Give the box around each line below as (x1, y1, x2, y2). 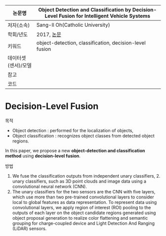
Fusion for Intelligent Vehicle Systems (58, 12, 151, 19)
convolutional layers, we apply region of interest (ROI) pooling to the (12, 204, 151, 210)
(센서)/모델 (7, 62, 32, 69)
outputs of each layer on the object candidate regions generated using (12, 210, 156, 216)
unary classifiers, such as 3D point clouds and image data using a (12, 178, 147, 184)
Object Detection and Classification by (38, 6, 131, 13)
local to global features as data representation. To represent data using (12, 199, 157, 205)
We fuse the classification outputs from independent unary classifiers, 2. (12, 173, 161, 179)
